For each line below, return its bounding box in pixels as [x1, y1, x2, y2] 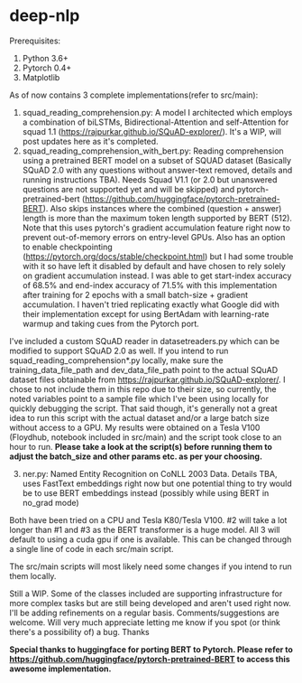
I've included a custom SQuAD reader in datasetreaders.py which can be [9, 335, 280, 346]
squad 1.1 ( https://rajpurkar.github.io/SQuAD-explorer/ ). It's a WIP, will [22, 126, 282, 136]
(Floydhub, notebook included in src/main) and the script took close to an [9, 431, 282, 443]
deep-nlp [9, 5, 80, 26]
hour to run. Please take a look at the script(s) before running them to [9, 441, 273, 452]
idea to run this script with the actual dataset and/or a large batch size [9, 412, 270, 423]
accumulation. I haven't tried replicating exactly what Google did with [22, 299, 279, 310]
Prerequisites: [9, 35, 61, 46]
